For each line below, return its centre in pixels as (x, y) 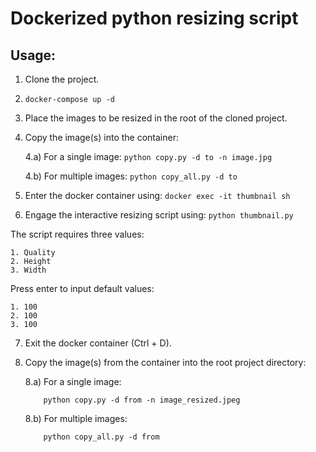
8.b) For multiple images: (76, 418)
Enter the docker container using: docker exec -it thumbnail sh (157, 195)
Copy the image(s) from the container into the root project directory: (165, 362)
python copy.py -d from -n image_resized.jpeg (142, 400)
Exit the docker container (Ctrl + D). (98, 343)
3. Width (28, 270)
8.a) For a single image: (73, 381)
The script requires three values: (77, 234)
